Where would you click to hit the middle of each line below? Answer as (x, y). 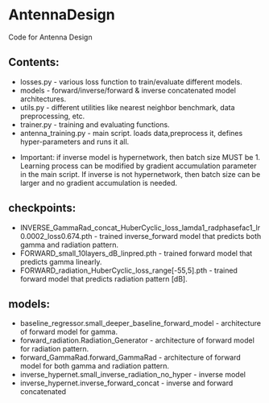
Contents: (34, 62)
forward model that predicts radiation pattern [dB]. (103, 278)
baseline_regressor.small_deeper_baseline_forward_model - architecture (141, 323)
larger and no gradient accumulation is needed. (99, 183)
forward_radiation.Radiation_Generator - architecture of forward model (137, 340)
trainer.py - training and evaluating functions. (95, 124)
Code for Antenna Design (50, 37)
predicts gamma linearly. (61, 261)
